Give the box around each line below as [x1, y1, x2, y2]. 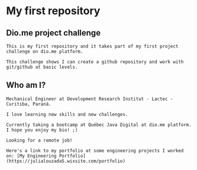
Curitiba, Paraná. [6, 101, 51, 107]
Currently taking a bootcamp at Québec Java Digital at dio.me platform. [6, 121, 192, 128]
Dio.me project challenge [6, 28, 101, 38]
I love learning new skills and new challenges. [6, 111, 128, 117]
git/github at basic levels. [6, 64, 78, 70]
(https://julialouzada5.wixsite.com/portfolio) [6, 158, 126, 164]
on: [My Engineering [6, 153, 57, 159]
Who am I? [6, 80, 46, 90]
